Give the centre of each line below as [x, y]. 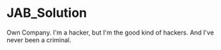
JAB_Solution [47, 13]
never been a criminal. [39, 39]
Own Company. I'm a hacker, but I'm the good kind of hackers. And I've [110, 32]
